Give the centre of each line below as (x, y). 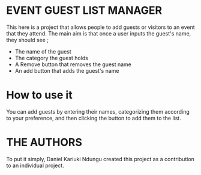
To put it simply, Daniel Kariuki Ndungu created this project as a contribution (100, 159)
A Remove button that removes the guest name (73, 64)
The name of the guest (43, 51)
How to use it (40, 95)
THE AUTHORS (44, 143)
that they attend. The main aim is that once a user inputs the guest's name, (99, 33)
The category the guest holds (52, 58)
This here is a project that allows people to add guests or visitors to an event (100, 27)
